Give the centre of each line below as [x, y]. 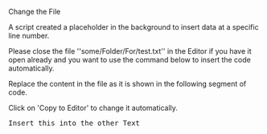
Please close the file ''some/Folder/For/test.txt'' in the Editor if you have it [130, 51]
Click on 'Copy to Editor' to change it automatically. [93, 108]
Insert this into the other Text [74, 123]
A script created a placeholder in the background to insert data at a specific [133, 27]
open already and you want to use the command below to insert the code [129, 60]
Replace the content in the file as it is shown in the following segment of [127, 84]
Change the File [35, 12]
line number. [29, 36]
